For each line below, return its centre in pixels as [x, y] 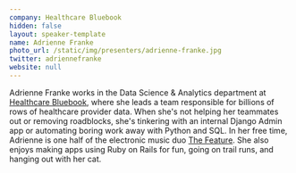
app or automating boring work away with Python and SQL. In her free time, [148, 130]
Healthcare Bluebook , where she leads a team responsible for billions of [142, 102]
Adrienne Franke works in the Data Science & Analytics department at [138, 92]
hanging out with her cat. [55, 159]
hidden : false [36, 26]
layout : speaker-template [57, 34]
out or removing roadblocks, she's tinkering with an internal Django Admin [146, 120]
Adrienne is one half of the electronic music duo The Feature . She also [139, 140]
